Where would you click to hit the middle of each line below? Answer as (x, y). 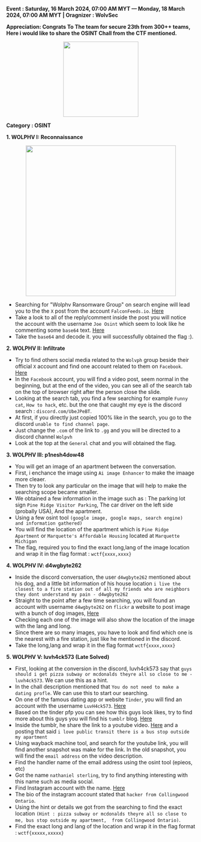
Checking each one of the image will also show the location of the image (105, 619)
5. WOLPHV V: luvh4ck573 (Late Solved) (58, 657)
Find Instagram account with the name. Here (70, 788)
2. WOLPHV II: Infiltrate (36, 348)
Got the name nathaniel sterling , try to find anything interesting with (101, 775)
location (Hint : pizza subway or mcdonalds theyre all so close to (101, 813)
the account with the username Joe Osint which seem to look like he (100, 324)
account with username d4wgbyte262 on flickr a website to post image (102, 607)
